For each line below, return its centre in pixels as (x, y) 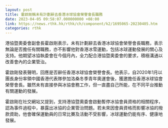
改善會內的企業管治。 (27, 62)
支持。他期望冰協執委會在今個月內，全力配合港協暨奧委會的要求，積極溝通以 (84, 56)
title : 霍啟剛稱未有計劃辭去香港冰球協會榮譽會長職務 (54, 14)
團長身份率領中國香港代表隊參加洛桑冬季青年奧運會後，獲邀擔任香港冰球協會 (84, 79)
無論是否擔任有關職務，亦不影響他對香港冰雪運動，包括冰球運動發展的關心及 (84, 49)
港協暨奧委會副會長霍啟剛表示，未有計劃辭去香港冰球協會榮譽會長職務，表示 (84, 43)
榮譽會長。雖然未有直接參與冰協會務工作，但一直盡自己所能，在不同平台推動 (84, 85)
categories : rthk (23, 28)
